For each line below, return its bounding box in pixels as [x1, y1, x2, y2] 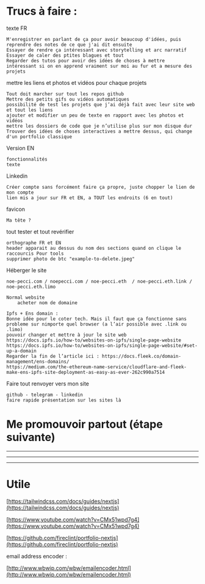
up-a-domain [6, 348, 37, 354]
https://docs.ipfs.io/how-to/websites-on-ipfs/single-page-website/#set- [6, 342, 198, 349]
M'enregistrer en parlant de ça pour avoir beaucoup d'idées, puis [6, 36, 182, 42]
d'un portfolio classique [6, 133, 72, 140]
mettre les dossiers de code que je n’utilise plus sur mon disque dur [6, 123, 192, 129]
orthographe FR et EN [6, 239, 62, 246]
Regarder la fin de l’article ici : [6, 353, 99, 359]
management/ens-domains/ [6, 359, 70, 365]
